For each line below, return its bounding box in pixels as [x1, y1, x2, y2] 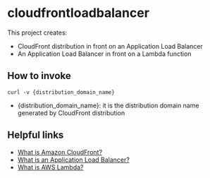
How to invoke [7, 70, 72, 82]
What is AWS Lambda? [17, 162, 84, 171]
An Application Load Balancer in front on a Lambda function [17, 49, 192, 58]
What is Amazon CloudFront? [17, 148, 103, 156]
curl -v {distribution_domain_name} [7, 88, 115, 96]
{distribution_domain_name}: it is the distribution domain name [17, 101, 199, 109]
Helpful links [7, 129, 64, 141]
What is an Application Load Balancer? [17, 155, 130, 164]
